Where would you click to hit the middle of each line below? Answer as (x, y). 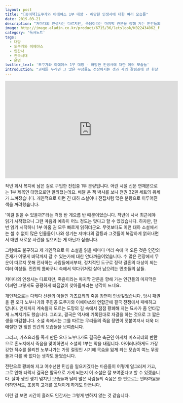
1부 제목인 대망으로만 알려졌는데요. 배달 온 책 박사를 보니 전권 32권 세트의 (81, 192)
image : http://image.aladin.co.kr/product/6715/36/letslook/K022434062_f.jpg (87, 28)
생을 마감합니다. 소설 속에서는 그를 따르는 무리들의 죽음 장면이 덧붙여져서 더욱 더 (82, 320)
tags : (11, 38)
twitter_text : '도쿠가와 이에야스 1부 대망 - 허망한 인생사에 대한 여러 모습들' (77, 65)
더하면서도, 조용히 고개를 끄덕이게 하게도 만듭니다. (53, 385)
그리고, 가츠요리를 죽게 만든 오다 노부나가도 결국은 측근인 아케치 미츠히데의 (77, 337)
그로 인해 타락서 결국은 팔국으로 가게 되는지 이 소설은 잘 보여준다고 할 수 (74, 372)
